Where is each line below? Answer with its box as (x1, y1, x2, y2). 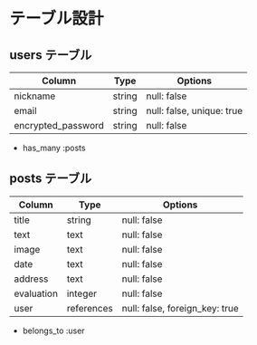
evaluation (14, 287, 59, 300)
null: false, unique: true (146, 105, 243, 117)
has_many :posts (22, 142, 86, 153)
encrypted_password (14, 120, 104, 131)
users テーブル (9, 47, 92, 62)
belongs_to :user (22, 325, 85, 336)
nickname (14, 90, 56, 102)
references (66, 302, 113, 314)
